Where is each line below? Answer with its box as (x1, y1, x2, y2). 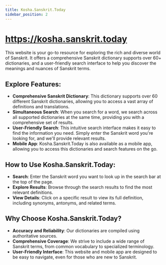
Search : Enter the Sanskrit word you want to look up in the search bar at (12, 174, 161, 179)
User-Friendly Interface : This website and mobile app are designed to (12, 249, 157, 255)
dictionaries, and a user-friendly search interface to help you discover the (5, 60, 157, 66)
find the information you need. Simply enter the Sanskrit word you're (12, 130, 154, 136)
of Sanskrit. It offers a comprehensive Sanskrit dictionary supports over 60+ (5, 55, 162, 61)
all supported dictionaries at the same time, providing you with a (12, 114, 145, 120)
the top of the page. (12, 179, 53, 185)
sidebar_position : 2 (5, 12, 48, 17)
